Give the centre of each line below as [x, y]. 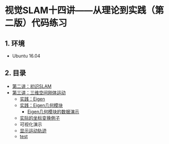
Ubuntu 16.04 [26, 56]
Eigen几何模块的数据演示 [53, 112]
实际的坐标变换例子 [40, 118]
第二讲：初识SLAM [32, 86]
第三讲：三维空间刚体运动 [39, 92]
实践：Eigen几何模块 [41, 105]
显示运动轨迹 [33, 130]
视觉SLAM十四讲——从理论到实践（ [80, 10]
